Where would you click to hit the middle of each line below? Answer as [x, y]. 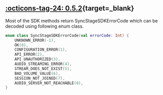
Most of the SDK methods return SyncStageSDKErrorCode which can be [82, 20]
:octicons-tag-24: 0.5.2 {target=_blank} [70, 8]
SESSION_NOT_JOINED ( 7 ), [40, 78]
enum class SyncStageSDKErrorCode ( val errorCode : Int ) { [67, 35]
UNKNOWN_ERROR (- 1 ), [35, 40]
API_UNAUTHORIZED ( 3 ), [37, 59]
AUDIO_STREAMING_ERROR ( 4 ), [43, 64]
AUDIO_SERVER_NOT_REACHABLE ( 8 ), [49, 83]
